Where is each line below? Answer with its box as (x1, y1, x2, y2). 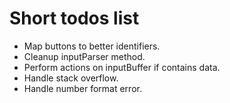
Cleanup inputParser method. (23, 50, 146, 62)
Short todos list (9, 7, 140, 30)
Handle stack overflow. (23, 72, 119, 84)
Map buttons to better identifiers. (23, 40, 161, 52)
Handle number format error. (23, 82, 142, 94)
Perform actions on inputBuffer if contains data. (23, 61, 221, 73)
